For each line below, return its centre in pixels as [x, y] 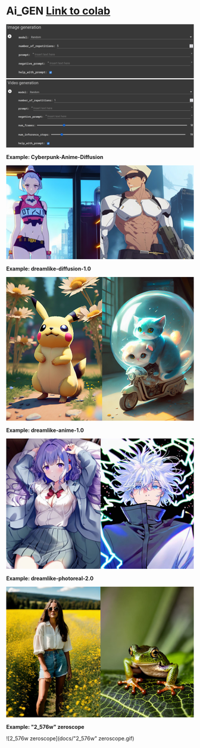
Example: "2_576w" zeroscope [45, 727]
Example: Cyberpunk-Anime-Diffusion [55, 157]
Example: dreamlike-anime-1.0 [45, 430]
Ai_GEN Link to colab [58, 11]
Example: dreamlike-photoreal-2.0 [50, 578]
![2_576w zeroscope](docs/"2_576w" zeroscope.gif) [70, 738]
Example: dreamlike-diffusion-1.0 [49, 269]
